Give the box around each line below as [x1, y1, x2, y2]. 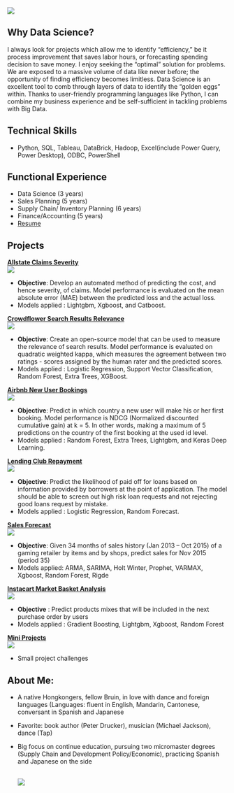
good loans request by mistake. [17, 500, 108, 508]
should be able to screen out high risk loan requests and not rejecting [17, 492, 218, 501]
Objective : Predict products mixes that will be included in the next [17, 605, 210, 614]
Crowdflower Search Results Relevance [7, 315, 124, 323]
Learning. [17, 443, 45, 452]
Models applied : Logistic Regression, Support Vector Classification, [17, 365, 213, 373]
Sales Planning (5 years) [17, 197, 88, 206]
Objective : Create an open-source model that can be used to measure [17, 335, 221, 343]
